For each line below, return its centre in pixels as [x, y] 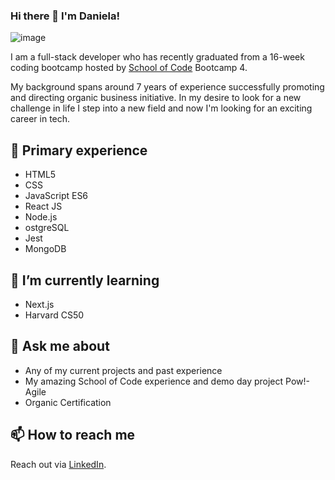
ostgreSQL [47, 228]
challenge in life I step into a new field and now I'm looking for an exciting [161, 108]
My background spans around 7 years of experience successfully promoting [167, 87]
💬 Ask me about [60, 346]
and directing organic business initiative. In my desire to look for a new [156, 98]
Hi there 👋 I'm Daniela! [65, 16]
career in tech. [40, 119]
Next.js [39, 304]
